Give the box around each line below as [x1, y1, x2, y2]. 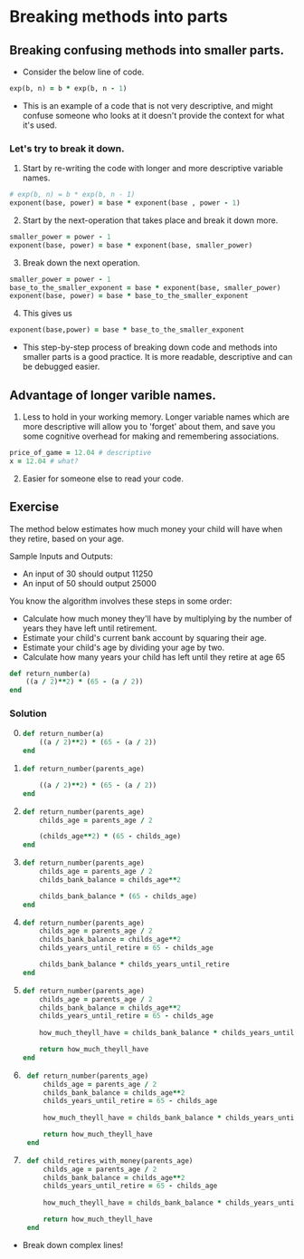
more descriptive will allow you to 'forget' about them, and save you [22, 421, 276, 431]
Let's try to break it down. [9, 142, 125, 155]
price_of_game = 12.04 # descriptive [9, 448, 152, 457]
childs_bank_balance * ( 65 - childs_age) [39, 891, 197, 901]
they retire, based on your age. [9, 533, 125, 544]
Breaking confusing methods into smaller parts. [9, 43, 285, 58]
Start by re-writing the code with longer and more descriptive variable [22, 163, 283, 174]
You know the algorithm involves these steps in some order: [9, 596, 233, 606]
